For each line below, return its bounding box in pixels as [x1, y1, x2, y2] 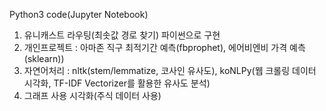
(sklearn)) [23, 53, 65, 64]
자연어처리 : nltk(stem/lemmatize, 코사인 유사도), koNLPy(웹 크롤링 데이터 [23, 65, 317, 76]
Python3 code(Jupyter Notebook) [9, 9, 149, 20]
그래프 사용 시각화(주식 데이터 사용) [23, 90, 162, 101]
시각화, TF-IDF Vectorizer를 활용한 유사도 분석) [23, 77, 211, 89]
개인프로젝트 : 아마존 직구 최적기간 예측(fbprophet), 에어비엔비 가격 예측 [23, 42, 306, 53]
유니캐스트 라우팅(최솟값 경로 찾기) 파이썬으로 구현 [23, 29, 221, 41]
